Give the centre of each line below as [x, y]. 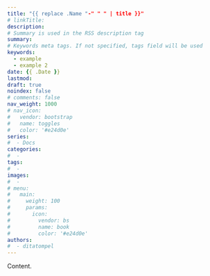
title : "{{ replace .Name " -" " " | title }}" [76, 14]
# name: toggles [34, 123]
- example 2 [31, 65]
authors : [20, 240]
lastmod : [20, 78]
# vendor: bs [38, 220]
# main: [21, 195]
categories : [24, 149]
